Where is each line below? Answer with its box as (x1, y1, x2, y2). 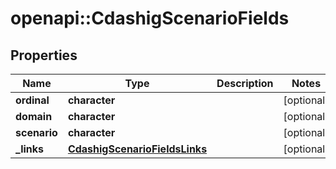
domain (15, 110, 53, 123)
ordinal (15, 93, 50, 107)
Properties (10, 47, 78, 64)
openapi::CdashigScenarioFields (10, 7, 290, 30)
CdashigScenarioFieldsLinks (67, 142, 208, 156)
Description (216, 77, 274, 90)
